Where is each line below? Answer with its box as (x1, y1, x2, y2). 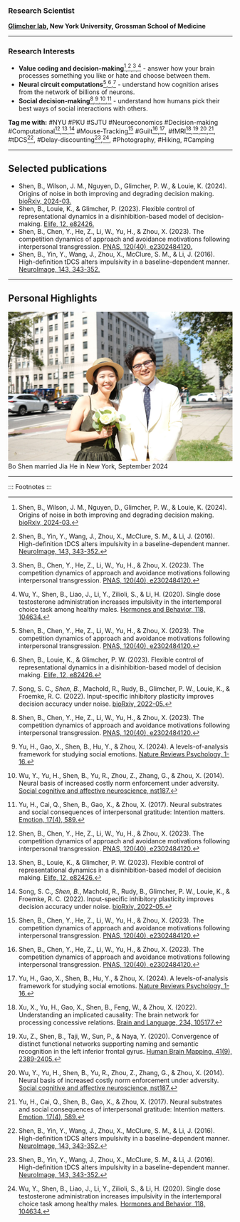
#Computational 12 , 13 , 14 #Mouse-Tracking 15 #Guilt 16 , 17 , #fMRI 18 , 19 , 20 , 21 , (8, 125, 216, 135)
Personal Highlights (8, 292, 98, 304)
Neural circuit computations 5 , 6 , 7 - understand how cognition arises (18, 79, 219, 88)
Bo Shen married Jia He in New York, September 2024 (8, 462, 168, 471)
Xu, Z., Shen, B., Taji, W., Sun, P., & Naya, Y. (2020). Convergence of (18, 1032, 219, 1041)
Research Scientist (8, 6, 75, 16)
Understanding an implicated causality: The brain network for (18, 1011, 199, 1020)
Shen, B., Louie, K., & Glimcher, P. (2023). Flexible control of (18, 204, 195, 212)
